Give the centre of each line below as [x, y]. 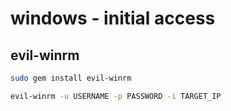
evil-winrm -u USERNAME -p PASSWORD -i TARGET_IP [116, 96]
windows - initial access [113, 18]
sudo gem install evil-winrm [71, 78]
